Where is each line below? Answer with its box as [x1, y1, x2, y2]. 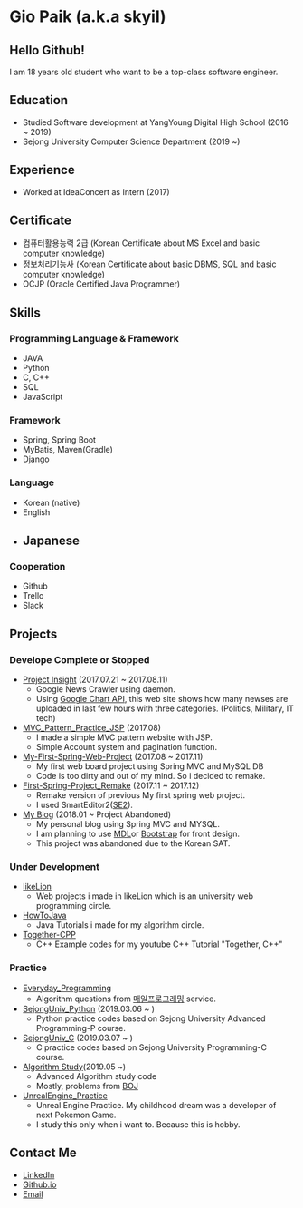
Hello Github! [9, 43, 86, 58]
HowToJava [22, 910, 67, 921]
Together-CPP [22, 930, 77, 940]
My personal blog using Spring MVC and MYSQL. [35, 819, 220, 830]
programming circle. [35, 901, 112, 911]
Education [9, 93, 69, 108]
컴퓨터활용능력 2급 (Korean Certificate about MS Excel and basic [22, 238, 260, 248]
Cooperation [9, 560, 66, 573]
